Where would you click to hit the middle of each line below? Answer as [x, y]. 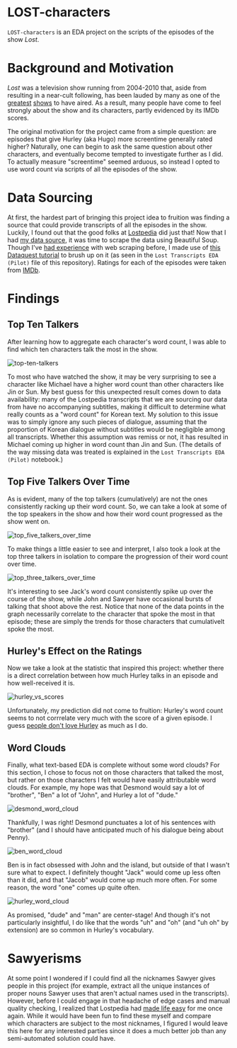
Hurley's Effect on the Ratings [75, 651]
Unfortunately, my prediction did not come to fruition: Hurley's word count [115, 711]
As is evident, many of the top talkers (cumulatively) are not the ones [108, 499]
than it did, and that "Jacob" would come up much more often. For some [112, 880]
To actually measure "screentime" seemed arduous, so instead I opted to [114, 161]
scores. [18, 118]
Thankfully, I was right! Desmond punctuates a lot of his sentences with [111, 823]
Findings [34, 299]
